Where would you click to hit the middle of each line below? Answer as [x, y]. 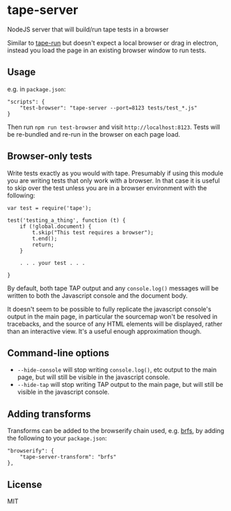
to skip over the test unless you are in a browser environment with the [107, 188]
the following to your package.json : [57, 438]
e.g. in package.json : [37, 89]
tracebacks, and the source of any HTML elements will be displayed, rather [115, 323]
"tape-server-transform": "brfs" [68, 457]
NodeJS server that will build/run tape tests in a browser [88, 29]
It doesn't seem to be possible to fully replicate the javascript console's [109, 309]
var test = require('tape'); [49, 208]
